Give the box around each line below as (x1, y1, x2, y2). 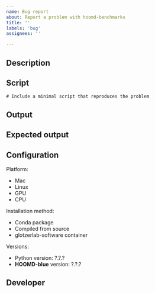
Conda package (14, 218, 54, 226)
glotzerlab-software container (14, 231, 88, 239)
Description (6, 57, 50, 68)
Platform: (6, 165, 28, 172)
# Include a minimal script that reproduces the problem (6, 94, 150, 99)
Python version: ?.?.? (14, 254, 65, 261)
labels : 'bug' (6, 25, 41, 31)
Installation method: (6, 207, 54, 214)
